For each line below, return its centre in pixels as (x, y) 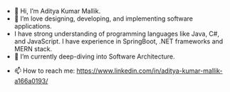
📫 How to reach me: (45, 71)
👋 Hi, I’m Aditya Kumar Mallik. (57, 11)
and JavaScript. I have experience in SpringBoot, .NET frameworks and (119, 41)
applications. (33, 26)
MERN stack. (33, 49)
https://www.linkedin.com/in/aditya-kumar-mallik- (150, 71)
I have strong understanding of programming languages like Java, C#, (116, 34)
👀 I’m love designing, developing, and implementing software (104, 19)
